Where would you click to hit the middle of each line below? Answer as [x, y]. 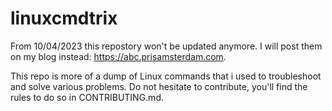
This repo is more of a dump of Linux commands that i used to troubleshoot [166, 76]
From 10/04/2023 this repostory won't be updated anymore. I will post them [166, 46]
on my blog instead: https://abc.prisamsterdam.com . [118, 56]
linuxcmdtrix [64, 18]
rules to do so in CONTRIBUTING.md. [87, 97]
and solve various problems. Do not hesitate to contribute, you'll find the [159, 86]
